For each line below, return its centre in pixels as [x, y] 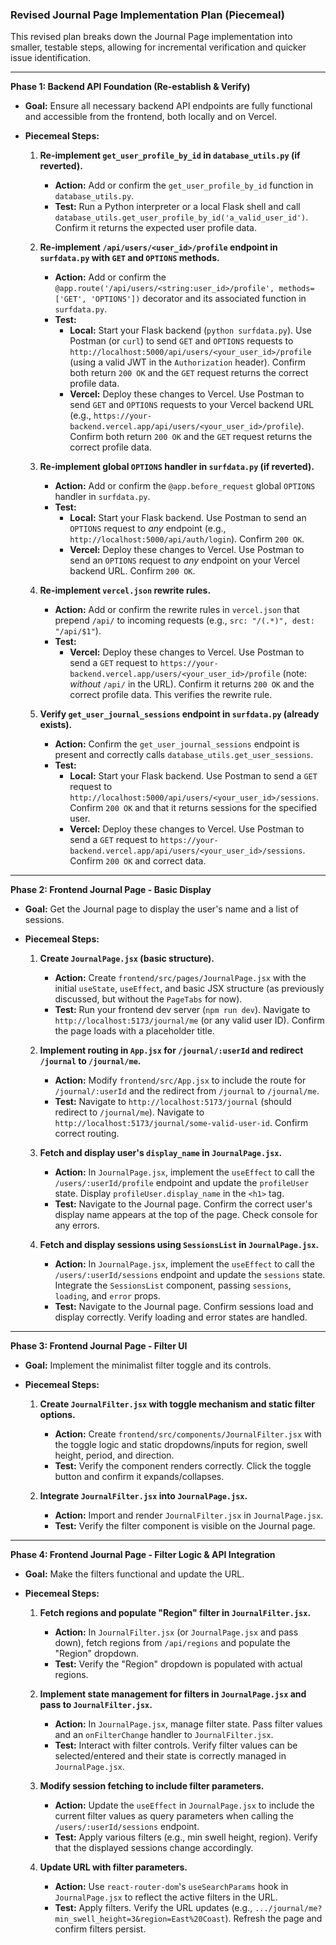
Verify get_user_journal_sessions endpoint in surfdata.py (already [179, 714]
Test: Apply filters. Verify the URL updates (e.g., [153, 1908]
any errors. [77, 1225]
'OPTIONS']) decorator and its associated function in [198, 299]
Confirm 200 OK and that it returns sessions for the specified [193, 808]
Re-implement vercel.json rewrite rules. [125, 590]
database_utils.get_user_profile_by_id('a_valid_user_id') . [181, 217]
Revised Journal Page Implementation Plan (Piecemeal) [147, 15]
